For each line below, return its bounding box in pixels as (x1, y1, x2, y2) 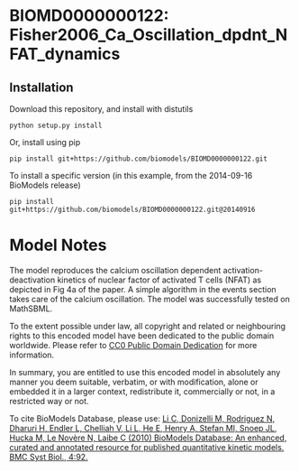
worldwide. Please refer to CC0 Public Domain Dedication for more (9, 339, 258, 350)
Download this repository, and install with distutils (9, 104, 194, 114)
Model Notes (9, 235, 107, 255)
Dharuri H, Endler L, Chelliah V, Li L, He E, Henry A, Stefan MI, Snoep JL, (9, 422, 277, 433)
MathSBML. (9, 303, 53, 314)
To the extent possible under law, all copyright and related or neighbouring (9, 320, 286, 331)
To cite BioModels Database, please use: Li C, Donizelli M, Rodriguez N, (9, 412, 276, 424)
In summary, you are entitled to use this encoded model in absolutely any (9, 366, 281, 377)
